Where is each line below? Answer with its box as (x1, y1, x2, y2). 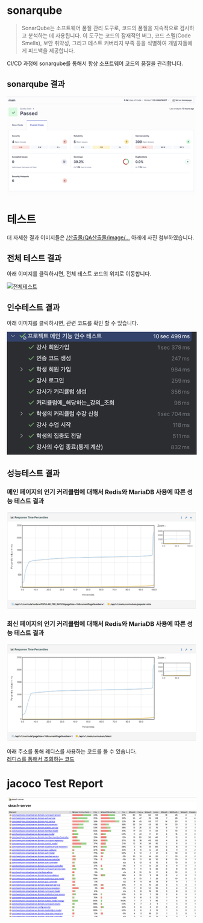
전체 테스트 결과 (7, 253, 62, 263)
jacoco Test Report (7, 777, 104, 790)
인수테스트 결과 (7, 302, 60, 312)
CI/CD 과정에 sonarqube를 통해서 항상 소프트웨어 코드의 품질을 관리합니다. (7, 60, 183, 67)
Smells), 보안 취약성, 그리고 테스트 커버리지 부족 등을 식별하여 (21, 39, 167, 46)
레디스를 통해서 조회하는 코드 (7, 755, 75, 763)
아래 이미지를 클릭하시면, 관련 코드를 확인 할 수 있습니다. (7, 320, 139, 327)
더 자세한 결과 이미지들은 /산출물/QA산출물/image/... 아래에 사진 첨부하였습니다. (7, 233, 195, 241)
